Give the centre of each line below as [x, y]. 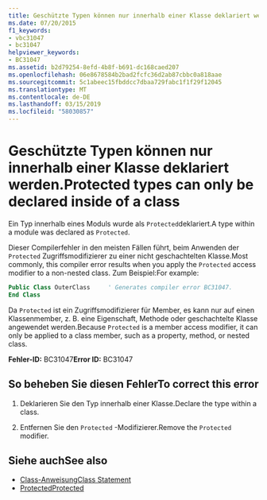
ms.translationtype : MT [48, 89]
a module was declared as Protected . [69, 232]
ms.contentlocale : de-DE [49, 97]
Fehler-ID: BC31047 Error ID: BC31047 [71, 359]
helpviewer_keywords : [44, 52]
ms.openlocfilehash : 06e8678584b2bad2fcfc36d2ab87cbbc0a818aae [115, 75]
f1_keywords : [30, 30]
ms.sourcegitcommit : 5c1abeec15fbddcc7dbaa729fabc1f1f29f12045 [115, 82]
